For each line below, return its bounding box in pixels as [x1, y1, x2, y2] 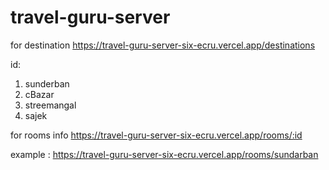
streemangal [24, 99, 77, 111]
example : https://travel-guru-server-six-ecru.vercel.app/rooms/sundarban [10, 148, 319, 160]
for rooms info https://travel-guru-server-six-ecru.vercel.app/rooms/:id [10, 129, 303, 141]
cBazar [24, 88, 55, 100]
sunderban [24, 77, 70, 90]
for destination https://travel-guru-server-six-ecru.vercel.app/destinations [10, 39, 316, 51]
